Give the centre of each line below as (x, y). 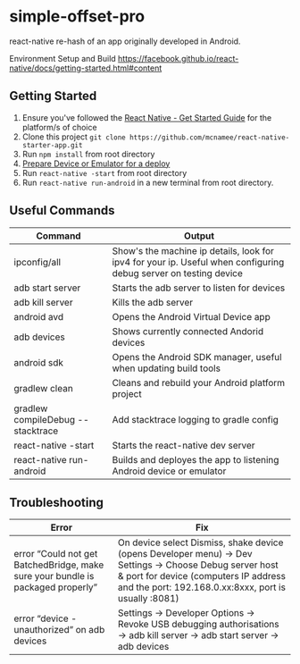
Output (200, 236)
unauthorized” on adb (59, 630)
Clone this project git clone (74, 137)
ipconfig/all (37, 262)
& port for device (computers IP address (201, 576)
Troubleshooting (57, 502)
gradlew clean (43, 388)
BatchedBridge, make (59, 565)
